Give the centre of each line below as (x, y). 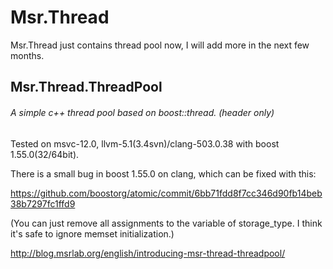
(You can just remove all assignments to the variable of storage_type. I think (166, 223)
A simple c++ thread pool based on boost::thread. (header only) (142, 112)
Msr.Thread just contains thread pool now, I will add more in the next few (160, 45)
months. (27, 55)
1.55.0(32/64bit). (45, 154)
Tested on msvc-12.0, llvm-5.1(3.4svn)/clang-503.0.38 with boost (145, 143)
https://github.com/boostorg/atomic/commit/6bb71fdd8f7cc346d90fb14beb (166, 193)
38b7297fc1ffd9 (43, 203)
